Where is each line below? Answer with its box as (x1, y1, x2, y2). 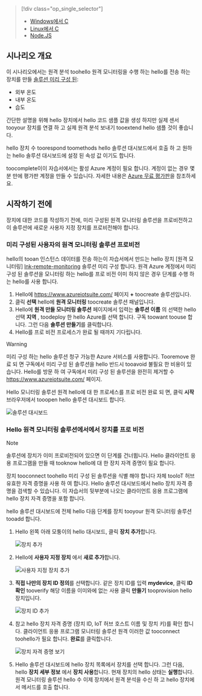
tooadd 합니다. (6, 516, 42, 523)
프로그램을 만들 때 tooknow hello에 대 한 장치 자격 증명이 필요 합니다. (12, 459, 176, 467)
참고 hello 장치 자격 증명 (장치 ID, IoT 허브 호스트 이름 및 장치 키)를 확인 (14, 620, 183, 627)
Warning (6, 340, 27, 348)
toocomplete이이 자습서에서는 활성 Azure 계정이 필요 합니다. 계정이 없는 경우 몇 (6, 164, 195, 171)
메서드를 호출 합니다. (21, 683, 71, 691)
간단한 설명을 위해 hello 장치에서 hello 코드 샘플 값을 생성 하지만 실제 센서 (6, 116, 180, 123)
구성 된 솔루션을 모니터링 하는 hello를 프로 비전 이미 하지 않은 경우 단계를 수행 (6, 270, 189, 277)
